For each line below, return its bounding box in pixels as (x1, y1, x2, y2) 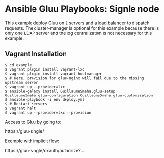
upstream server (5, 80, 38, 85)
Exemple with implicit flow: (5, 138, 59, 144)
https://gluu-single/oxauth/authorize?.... (5, 147, 86, 153)
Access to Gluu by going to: (5, 119, 62, 125)
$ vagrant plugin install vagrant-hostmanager (5, 71, 102, 76)
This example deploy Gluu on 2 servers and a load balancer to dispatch (5, 20, 150, 26)
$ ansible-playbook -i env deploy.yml (5, 97, 85, 102)
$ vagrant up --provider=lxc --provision (5, 110, 92, 115)
